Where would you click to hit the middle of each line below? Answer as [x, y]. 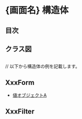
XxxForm [20, 83]
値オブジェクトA [29, 95]
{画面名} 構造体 [37, 10]
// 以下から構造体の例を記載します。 [43, 66]
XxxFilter [20, 111]
